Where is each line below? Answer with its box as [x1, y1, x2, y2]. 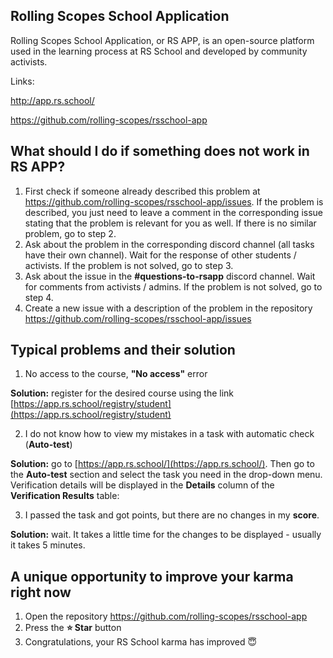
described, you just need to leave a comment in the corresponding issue [24, 206, 324, 218]
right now [10, 584, 72, 601]
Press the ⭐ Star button [24, 622, 122, 634]
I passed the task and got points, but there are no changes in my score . [24, 509, 320, 521]
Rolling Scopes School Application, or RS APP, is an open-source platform [10, 34, 315, 46]
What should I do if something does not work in [10, 143, 310, 160]
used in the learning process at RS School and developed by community [10, 45, 308, 57]
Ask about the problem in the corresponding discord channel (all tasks [24, 238, 315, 250]
